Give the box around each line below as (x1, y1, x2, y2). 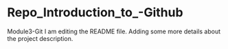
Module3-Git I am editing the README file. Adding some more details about (7, 27, 221, 35)
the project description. (7, 34, 73, 42)
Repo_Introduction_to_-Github (7, 5, 183, 20)
